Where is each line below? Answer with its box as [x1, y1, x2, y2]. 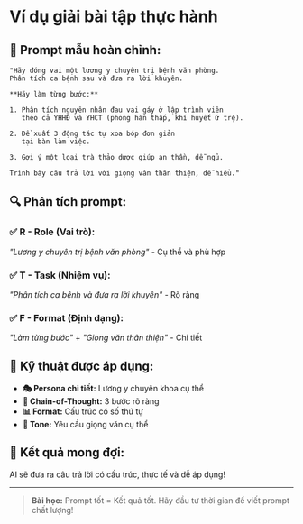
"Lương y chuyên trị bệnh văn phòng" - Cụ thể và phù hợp [9, 246, 226, 257]
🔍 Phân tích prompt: [9, 194, 127, 209]
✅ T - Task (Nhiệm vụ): [9, 269, 111, 281]
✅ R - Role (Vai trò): [9, 225, 96, 238]
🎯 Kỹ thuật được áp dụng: [9, 358, 154, 373]
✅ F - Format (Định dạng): [9, 311, 124, 324]
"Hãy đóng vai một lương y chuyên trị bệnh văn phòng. [9, 66, 220, 75]
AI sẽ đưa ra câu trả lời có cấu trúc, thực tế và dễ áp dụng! [9, 469, 225, 480]
